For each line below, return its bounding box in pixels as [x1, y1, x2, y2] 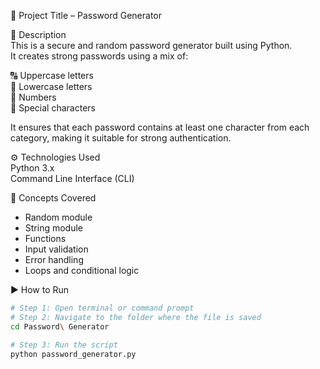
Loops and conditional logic [24, 265, 140, 276]
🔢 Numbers [10, 91, 57, 103]
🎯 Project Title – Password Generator [10, 10, 163, 21]
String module [24, 222, 84, 234]
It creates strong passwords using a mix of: [10, 50, 189, 62]
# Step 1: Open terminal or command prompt [10, 303, 195, 313]
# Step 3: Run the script [10, 340, 118, 350]
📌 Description [10, 29, 67, 40]
